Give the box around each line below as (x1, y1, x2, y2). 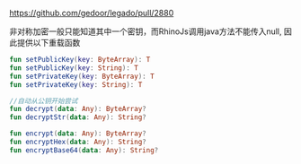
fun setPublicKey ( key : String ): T (9, 63, 139, 73)
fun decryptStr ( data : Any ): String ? (9, 113, 146, 122)
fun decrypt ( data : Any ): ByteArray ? (9, 105, 146, 114)
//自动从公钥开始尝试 (9, 96, 78, 106)
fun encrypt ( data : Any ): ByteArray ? (9, 129, 146, 138)
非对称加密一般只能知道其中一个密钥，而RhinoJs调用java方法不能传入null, (9, 26, 282, 37)
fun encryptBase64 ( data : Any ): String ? (9, 145, 159, 155)
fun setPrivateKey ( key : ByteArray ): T (9, 72, 155, 81)
